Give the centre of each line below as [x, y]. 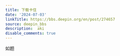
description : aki [25, 29]
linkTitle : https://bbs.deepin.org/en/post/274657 [60, 19]
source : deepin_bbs [26, 24]
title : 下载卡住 [21, 10]
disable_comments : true [31, 33]
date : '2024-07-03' [26, 15]
